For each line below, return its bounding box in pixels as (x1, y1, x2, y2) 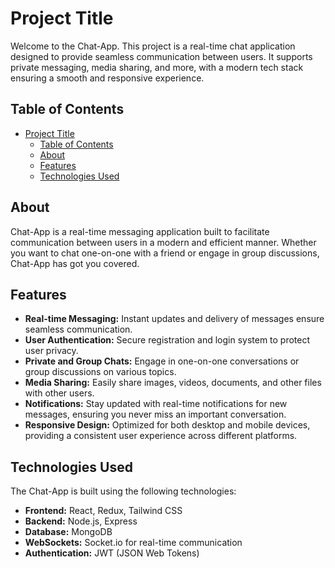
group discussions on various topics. (24, 366, 177, 378)
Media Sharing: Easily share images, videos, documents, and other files (24, 377, 322, 389)
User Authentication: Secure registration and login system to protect (24, 334, 311, 346)
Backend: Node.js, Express (24, 515, 138, 527)
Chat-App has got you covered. (10, 257, 140, 269)
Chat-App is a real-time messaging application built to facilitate (10, 225, 270, 237)
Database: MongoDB (24, 526, 113, 538)
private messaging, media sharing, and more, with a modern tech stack (10, 61, 304, 73)
